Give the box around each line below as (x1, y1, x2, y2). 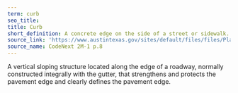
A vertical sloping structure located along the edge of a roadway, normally (7, 63, 224, 70)
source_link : (7, 37, 46, 44)
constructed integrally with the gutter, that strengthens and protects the (7, 70, 216, 78)
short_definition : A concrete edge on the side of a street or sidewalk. (7, 30, 230, 37)
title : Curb (7, 23, 42, 30)
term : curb (7, 10, 40, 18)
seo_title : (7, 17, 40, 24)
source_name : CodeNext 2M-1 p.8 (7, 43, 103, 50)
